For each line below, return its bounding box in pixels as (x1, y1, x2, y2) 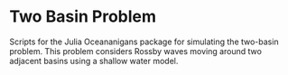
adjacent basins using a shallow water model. (9, 55, 179, 66)
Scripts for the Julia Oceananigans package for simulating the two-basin (9, 36, 279, 47)
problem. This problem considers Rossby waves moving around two (9, 45, 262, 56)
